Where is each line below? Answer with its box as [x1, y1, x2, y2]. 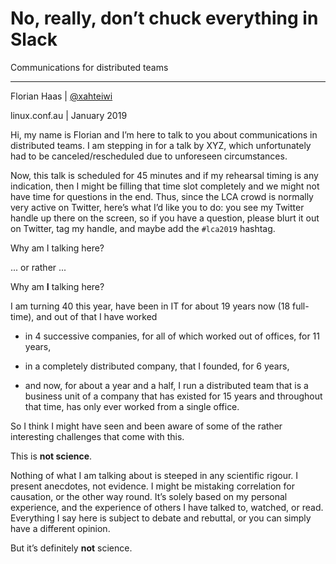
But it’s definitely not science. [10, 542, 133, 554]
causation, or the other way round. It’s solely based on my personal [10, 490, 288, 502]
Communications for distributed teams [10, 61, 169, 73]
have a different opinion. [10, 522, 111, 534]
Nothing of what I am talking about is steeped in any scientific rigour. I [10, 469, 299, 481]
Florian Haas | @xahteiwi [10, 90, 113, 102]
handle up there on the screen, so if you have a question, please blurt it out [10, 212, 320, 224]
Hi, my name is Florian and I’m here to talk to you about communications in [10, 128, 318, 141]
